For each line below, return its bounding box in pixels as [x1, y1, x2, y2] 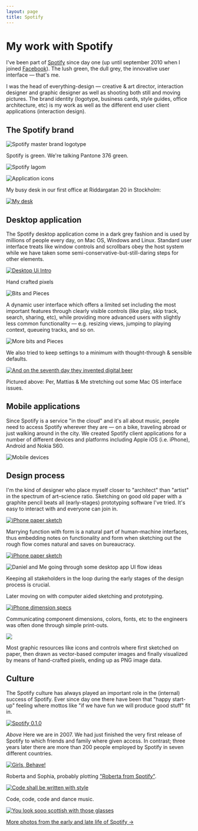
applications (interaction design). [6, 108, 87, 115]
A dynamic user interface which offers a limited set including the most [6, 301, 176, 308]
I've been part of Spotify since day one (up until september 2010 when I [6, 59, 181, 66]
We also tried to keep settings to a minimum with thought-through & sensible [6, 349, 192, 357]
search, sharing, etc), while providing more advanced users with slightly [6, 314, 181, 321]
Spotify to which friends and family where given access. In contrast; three [6, 737, 186, 744]
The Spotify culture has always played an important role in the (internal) [6, 689, 180, 696]
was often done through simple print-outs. [6, 621, 109, 628]
